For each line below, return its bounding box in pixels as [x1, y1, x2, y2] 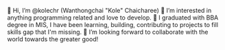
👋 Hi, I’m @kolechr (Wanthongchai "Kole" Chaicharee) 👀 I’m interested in [7, 7, 212, 14]
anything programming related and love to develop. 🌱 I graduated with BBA [7, 14, 219, 22]
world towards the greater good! [7, 35, 99, 43]
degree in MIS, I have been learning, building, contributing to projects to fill [7, 21, 218, 28]
